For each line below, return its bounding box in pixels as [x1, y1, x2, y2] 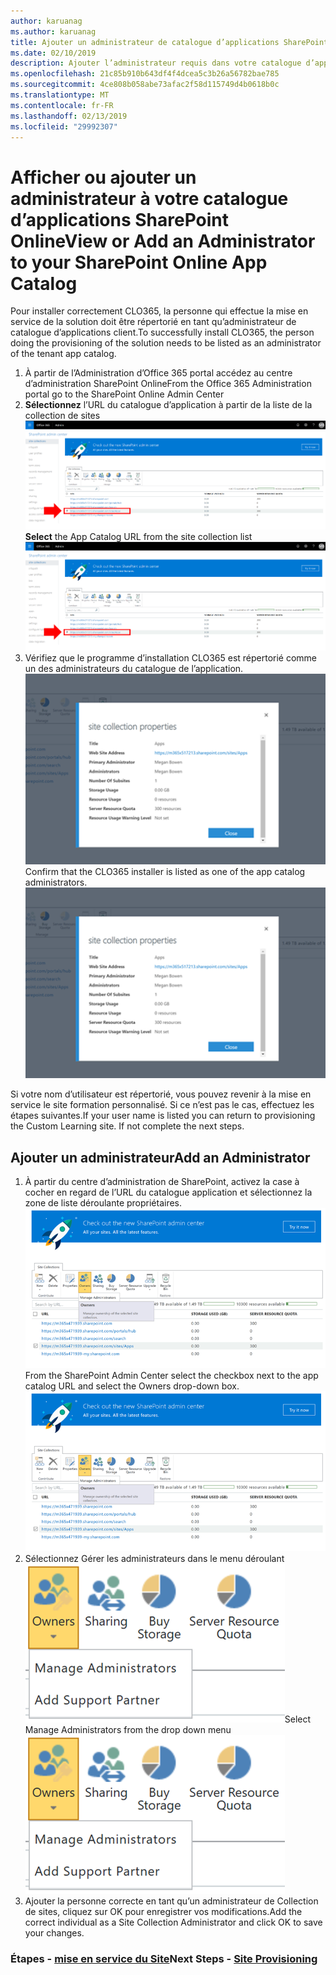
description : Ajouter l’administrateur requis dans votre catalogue [10, 58, 302, 69]
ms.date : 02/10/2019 [10, 48, 97, 58]
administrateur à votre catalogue [10, 187, 289, 210]
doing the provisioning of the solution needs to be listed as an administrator [10, 337, 322, 349]
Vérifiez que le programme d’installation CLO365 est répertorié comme [24, 652, 318, 664]
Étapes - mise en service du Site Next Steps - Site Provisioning [10, 1951, 318, 1965]
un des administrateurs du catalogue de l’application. [24, 663, 244, 674]
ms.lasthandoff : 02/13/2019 [10, 111, 128, 121]
